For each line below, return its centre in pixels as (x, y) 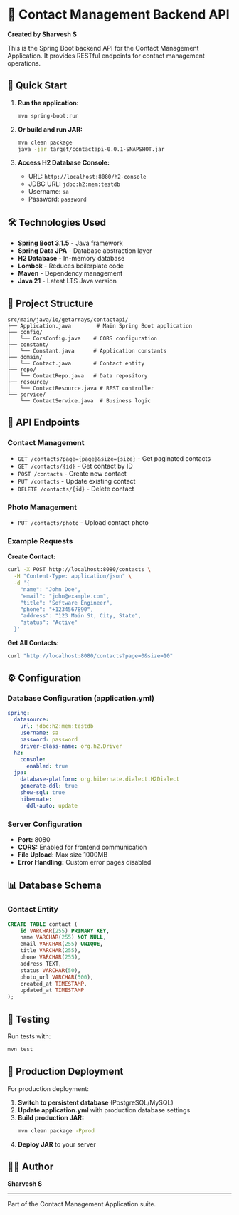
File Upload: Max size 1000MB (63, 855)
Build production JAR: (51, 1117)
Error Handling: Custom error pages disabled (84, 862)
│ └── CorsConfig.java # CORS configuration (83, 338)
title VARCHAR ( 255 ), (51, 951)
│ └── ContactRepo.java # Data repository (78, 376)
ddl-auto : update (52, 805)
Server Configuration (45, 824)
